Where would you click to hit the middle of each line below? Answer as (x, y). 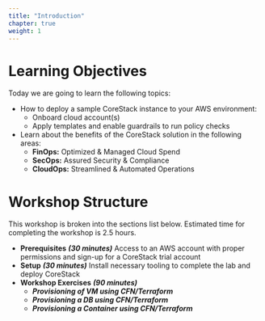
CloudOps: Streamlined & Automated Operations (114, 169)
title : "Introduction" (46, 16)
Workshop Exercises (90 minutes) (79, 283)
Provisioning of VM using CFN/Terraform (103, 291)
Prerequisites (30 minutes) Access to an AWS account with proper (132, 248)
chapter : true (32, 23)
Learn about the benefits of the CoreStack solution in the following (131, 135)
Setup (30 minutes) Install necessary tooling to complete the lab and (135, 266)
